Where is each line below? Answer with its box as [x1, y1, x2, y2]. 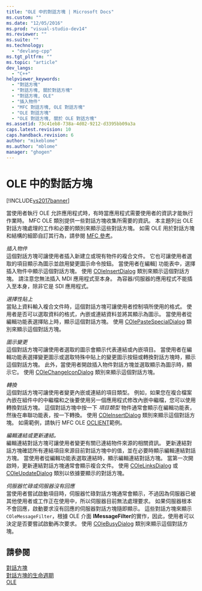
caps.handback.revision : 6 [6, 132, 74, 139]
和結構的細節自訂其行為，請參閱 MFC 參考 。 [6, 232, 116, 239]
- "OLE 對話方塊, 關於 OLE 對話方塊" [11, 115, 97, 121]
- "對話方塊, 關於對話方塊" [11, 87, 73, 93]
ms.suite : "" [6, 37, 39, 43]
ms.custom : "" [6, 14, 42, 21]
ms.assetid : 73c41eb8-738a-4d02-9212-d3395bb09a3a [6, 121, 136, 127]
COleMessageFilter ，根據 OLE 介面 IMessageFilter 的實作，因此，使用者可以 [6, 513, 194, 520]
